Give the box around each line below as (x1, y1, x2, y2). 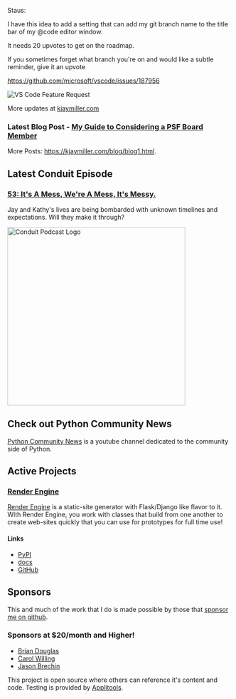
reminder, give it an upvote (7, 63, 86, 71)
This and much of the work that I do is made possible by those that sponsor (7, 605, 229, 613)
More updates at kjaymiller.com (7, 104, 100, 113)
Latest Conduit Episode (7, 168, 113, 180)
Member (7, 131, 38, 141)
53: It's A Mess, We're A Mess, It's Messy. (7, 189, 156, 199)
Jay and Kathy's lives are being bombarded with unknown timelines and (7, 205, 218, 213)
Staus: (7, 6, 26, 14)
